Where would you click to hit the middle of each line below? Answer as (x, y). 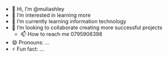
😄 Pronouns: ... (31, 42)
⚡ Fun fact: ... (28, 49)
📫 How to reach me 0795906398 (61, 34)
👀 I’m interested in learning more (51, 15)
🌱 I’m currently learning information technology (69, 21)
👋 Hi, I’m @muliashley (38, 9)
